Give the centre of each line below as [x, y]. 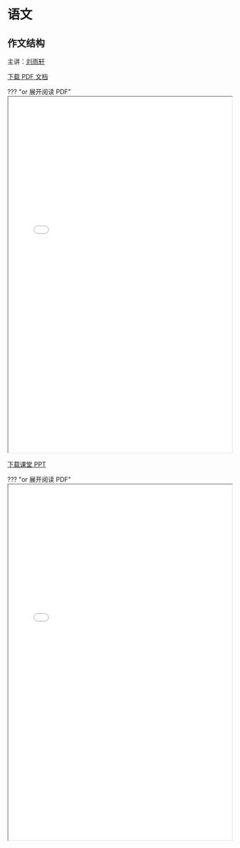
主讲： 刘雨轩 [26, 62]
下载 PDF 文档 [28, 76]
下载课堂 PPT [27, 464]
